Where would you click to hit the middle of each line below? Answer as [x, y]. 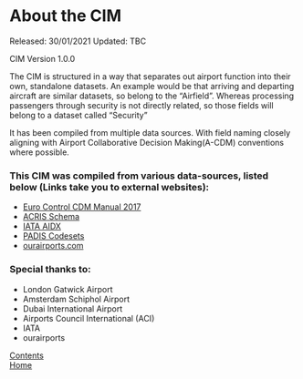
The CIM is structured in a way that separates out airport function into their [150, 76]
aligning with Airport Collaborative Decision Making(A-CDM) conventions [147, 142]
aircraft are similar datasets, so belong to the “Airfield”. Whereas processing [152, 96]
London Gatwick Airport [68, 289]
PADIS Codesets [53, 236]
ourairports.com [53, 246]
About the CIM [65, 16]
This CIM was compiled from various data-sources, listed [139, 176]
